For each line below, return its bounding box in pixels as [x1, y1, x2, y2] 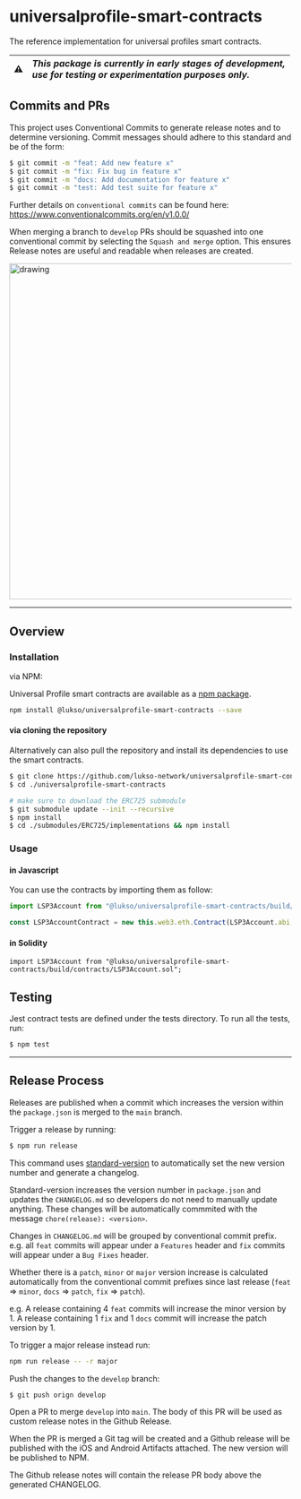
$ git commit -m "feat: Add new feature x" [9, 159, 175, 168]
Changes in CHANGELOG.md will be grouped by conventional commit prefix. [9, 1230, 278, 1241]
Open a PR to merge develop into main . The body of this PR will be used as [9, 1407, 283, 1417]
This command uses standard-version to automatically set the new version [9, 1158, 285, 1168]
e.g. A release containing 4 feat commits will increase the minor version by [9, 1303, 287, 1314]
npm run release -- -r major [9, 1357, 118, 1365]
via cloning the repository [9, 725, 107, 736]
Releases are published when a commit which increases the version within [9, 1097, 284, 1107]
